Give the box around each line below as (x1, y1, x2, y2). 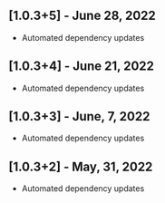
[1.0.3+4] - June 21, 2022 (8, 59, 155, 74)
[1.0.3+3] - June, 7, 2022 (8, 109, 150, 124)
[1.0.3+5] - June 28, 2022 (8, 8, 156, 24)
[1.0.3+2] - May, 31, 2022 (8, 159, 153, 174)
